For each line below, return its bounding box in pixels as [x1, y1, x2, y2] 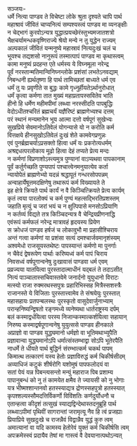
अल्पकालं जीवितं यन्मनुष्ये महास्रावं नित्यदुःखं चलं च [7, 44, 117, 52]
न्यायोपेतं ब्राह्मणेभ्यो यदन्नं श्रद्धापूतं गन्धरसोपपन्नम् [7, 171, 108, 178]
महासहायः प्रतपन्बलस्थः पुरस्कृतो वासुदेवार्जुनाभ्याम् [7, 297, 114, 305]
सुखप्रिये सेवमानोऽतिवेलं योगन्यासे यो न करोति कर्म [7, 123, 115, 131]
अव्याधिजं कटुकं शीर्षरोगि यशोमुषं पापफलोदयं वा [7, 360, 110, 368]
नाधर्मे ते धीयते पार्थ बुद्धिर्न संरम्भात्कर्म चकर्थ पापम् [7, 344, 113, 353]
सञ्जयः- [7, 5, 26, 13]
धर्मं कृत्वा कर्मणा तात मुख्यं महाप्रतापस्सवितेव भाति [7, 91, 114, 100]
